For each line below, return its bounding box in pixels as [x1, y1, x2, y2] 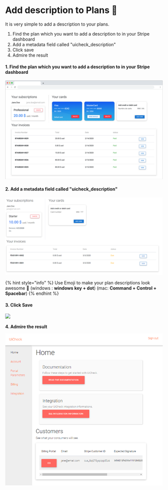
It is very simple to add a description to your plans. [5, 21, 109, 27]
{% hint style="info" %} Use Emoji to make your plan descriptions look [5, 280, 150, 286]
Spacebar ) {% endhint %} [5, 290, 59, 296]
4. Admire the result [5, 323, 47, 330]
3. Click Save [5, 302, 33, 308]
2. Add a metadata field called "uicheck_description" [5, 186, 118, 192]
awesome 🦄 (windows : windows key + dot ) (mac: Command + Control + [5, 285, 156, 291]
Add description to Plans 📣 [5, 5, 117, 16]
